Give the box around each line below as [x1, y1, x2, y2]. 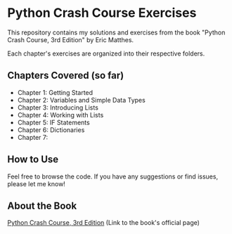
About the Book [7, 200, 77, 212]
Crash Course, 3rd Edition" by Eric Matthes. [7, 35, 134, 44]
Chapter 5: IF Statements [17, 118, 90, 126]
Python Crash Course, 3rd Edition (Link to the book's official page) [7, 219, 200, 227]
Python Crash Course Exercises [7, 5, 197, 21]
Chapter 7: [17, 133, 49, 141]
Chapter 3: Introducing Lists [17, 103, 98, 112]
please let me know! [7, 179, 65, 188]
